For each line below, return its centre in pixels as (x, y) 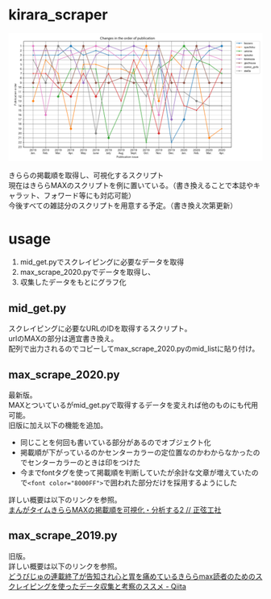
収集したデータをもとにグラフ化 (73, 282)
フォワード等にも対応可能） (89, 196)
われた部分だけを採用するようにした (177, 482)
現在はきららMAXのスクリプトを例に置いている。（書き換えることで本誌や (131, 185)
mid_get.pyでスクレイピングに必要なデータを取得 (102, 262)
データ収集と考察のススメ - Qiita (133, 586)
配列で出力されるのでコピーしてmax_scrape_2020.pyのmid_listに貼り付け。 (134, 349)
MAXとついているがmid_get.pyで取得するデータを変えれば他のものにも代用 (133, 405)
